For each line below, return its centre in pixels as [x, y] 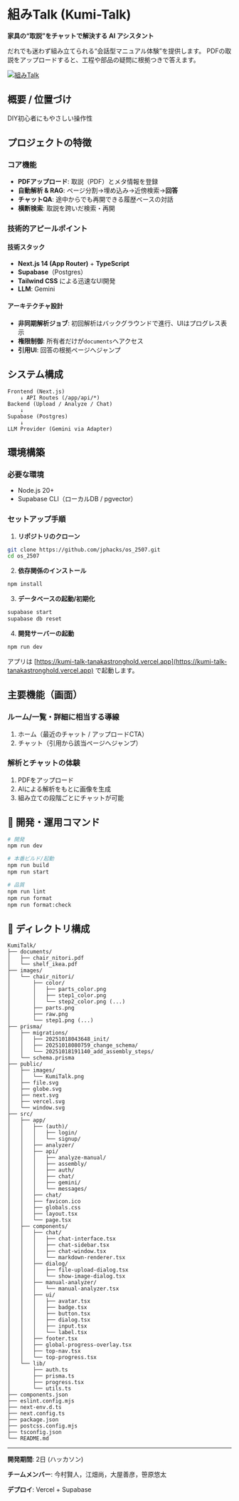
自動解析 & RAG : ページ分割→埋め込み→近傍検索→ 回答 [98, 190]
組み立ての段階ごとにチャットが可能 [71, 798]
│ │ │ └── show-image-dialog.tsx [67, 1276]
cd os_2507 [23, 556]
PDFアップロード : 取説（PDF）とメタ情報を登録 [88, 182]
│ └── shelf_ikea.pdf [43, 964]
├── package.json [33, 1420]
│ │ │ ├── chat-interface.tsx [62, 1239]
